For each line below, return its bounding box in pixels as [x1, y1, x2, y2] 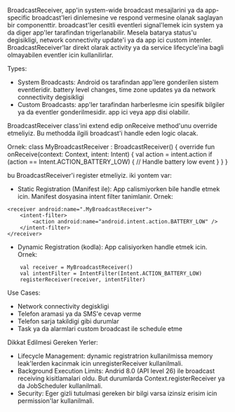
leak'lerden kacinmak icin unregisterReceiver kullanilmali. [17, 359, 183, 368]
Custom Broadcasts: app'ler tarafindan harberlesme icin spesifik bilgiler [17, 101, 225, 108]
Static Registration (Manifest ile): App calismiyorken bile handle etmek [17, 185, 220, 193]
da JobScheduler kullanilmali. [17, 382, 103, 390]
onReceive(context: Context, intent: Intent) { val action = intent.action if [7, 150, 213, 158]
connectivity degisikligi [17, 93, 84, 101]
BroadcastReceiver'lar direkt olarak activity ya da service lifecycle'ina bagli [7, 44, 224, 51]
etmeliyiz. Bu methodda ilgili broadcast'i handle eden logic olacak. [7, 129, 199, 137]
